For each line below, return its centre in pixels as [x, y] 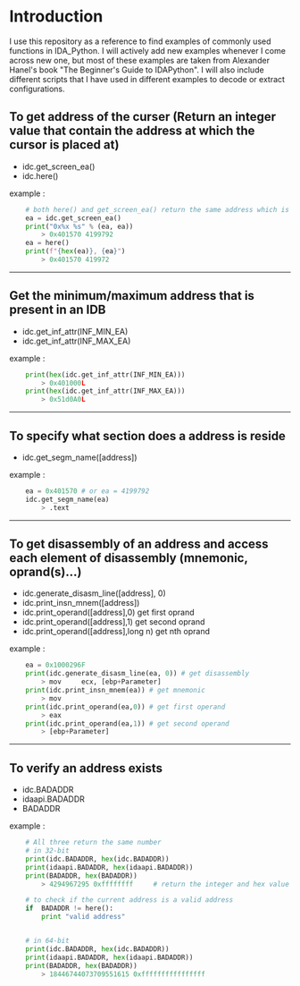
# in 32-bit [47, 851]
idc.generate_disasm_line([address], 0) [94, 593]
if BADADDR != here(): [70, 909]
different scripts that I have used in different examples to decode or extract [147, 79]
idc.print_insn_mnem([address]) [81, 603]
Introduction [56, 17]
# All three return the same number [94, 843]
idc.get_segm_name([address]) [79, 457]
